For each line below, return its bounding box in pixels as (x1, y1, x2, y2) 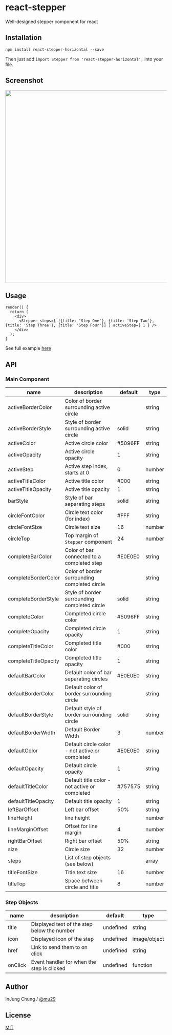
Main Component (5, 376, 50, 383)
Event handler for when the (31, 959, 96, 966)
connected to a (64, 553, 101, 560)
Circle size (64, 846, 91, 853)
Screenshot (5, 76, 44, 85)
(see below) (64, 860, 94, 867)
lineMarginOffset (8, 826, 48, 833)
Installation (5, 33, 42, 42)
